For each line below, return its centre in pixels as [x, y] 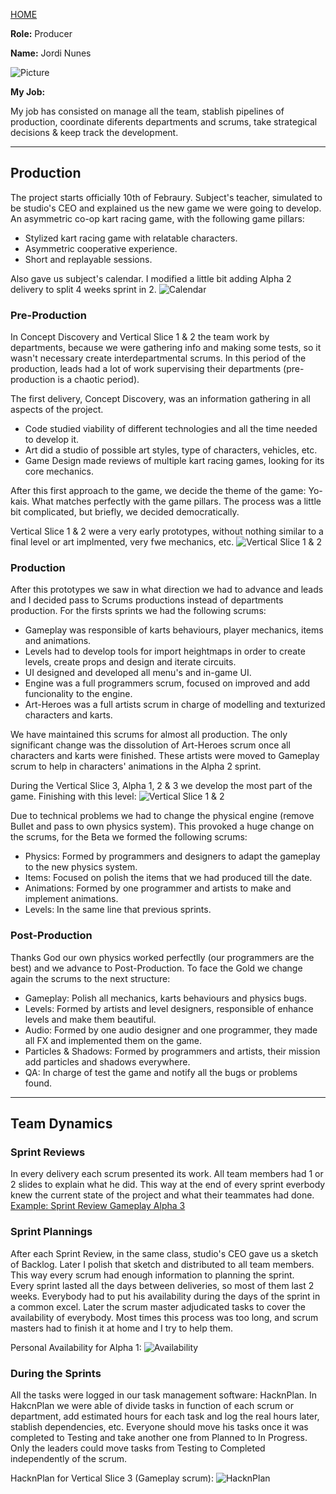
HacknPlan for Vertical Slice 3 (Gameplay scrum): [112, 1478]
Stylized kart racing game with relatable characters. [131, 238]
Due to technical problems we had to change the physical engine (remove [162, 816]
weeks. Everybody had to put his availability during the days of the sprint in [165, 1296]
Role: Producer [41, 33]
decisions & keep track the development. [94, 132]
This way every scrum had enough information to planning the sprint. [152, 1275]
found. [38, 1083]
